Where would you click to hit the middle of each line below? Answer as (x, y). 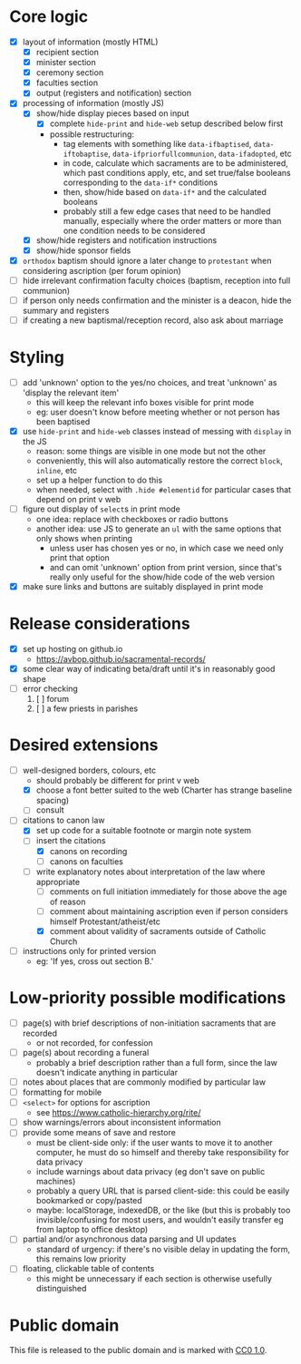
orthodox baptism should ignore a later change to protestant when (147, 260)
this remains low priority (81, 1259)
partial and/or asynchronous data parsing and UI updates (130, 1239)
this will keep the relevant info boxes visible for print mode (145, 402)
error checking (50, 689)
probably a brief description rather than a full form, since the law (157, 1062)
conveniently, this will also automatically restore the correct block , (159, 461)
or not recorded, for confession (95, 1042)
